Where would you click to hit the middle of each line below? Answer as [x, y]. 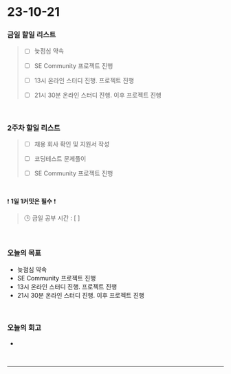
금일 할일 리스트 [32, 35]
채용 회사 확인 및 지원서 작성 [72, 144]
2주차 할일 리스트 [34, 128]
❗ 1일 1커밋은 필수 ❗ [32, 201]
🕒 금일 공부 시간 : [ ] [52, 218]
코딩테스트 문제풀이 [60, 159]
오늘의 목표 [24, 253]
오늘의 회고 [24, 328]
